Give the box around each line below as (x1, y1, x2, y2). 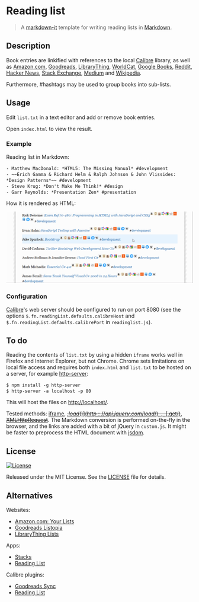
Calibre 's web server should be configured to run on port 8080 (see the (6, 306, 181, 313)
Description (6, 41, 50, 51)
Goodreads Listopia (14, 524, 63, 531)
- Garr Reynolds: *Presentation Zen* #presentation (6, 189, 136, 195)
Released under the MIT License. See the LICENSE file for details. (6, 473, 166, 481)
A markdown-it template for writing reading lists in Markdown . (20, 24, 172, 31)
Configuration (6, 292, 47, 300)
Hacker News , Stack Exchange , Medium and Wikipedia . (6, 69, 142, 76)
